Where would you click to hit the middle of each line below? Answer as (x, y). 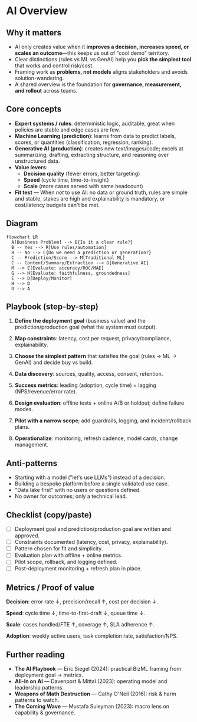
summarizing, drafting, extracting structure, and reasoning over (92, 155)
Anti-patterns (32, 463)
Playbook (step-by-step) (52, 307)
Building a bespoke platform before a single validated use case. (92, 484)
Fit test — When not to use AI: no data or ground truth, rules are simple (101, 192)
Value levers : (31, 167)
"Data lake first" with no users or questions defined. (78, 490)
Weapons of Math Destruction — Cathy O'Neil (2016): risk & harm (95, 694)
